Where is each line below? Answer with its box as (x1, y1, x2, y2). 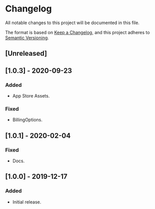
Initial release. (12, 199, 41, 205)
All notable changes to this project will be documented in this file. (5, 20, 140, 26)
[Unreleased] (5, 49, 47, 58)
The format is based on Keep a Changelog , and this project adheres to (5, 29, 150, 35)
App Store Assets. (12, 93, 50, 99)
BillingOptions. (12, 117, 42, 123)
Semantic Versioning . (5, 35, 49, 41)
